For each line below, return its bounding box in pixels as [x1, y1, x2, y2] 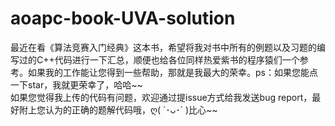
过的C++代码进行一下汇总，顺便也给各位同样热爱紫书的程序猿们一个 [18, 53, 300, 66]
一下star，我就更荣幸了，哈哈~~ [10, 78, 143, 91]
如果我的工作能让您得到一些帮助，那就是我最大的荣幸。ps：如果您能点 [27, 66, 318, 78]
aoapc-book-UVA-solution [10, 7, 236, 30]
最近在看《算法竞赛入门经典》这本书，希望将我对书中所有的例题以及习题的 [10, 41, 317, 53]
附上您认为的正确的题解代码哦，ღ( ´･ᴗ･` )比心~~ [18, 103, 218, 116]
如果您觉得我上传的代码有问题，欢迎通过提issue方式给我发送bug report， [10, 91, 313, 103]
